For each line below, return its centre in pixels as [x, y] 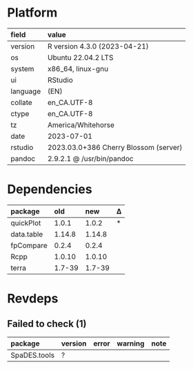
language [26, 91]
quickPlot [26, 223]
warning [131, 343]
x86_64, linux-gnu [78, 68]
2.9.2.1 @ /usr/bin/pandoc [90, 158]
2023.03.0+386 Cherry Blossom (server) [115, 147]
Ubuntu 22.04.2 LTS [80, 57]
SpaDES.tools [33, 355]
